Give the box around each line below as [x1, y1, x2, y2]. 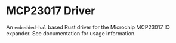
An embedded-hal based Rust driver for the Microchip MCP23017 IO [6, 24, 170, 31]
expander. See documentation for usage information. [6, 29, 136, 37]
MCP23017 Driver [6, 4, 95, 18]
